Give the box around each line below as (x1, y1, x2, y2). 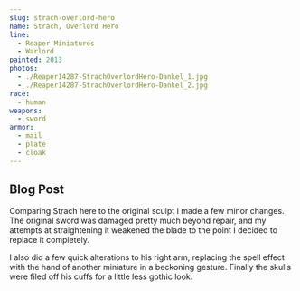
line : (9, 30, 30, 39)
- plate (17, 140, 47, 149)
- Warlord (17, 47, 54, 56)
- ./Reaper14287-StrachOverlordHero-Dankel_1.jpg (17, 73, 208, 82)
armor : (9, 123, 34, 132)
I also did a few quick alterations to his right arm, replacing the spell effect (9, 252, 285, 263)
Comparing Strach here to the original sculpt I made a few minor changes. (9, 206, 285, 217)
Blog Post (9, 182, 65, 198)
